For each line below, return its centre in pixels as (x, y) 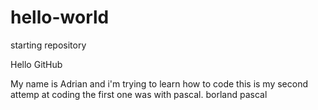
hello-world (60, 17)
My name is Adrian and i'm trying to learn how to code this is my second (159, 83)
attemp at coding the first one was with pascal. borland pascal (139, 94)
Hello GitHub (36, 64)
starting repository (48, 45)
